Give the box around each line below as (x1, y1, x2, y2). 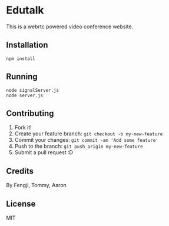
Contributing (6, 108, 54, 118)
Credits (6, 166, 34, 176)
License (6, 198, 36, 209)
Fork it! (14, 124, 32, 131)
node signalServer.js (6, 87, 59, 93)
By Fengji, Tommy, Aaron (6, 182, 67, 189)
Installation (6, 40, 48, 50)
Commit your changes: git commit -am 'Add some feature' (14, 137, 159, 144)
